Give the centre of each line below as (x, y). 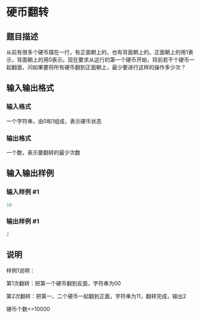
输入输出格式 (30, 88)
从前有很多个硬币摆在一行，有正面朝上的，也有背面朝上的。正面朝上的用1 (97, 52)
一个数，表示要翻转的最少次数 (43, 152)
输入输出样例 (30, 173)
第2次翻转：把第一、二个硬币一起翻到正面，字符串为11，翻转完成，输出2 (96, 296)
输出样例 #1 (23, 221)
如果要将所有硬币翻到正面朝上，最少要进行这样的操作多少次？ (109, 67)
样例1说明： (21, 270)
